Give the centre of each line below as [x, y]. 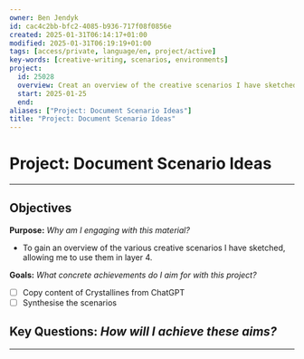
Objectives [41, 208]
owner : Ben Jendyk [44, 18]
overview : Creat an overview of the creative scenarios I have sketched [157, 85]
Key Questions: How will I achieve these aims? [143, 332]
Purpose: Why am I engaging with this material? [100, 230]
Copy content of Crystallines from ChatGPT [104, 292]
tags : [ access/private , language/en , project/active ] [113, 52]
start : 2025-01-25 [52, 93]
